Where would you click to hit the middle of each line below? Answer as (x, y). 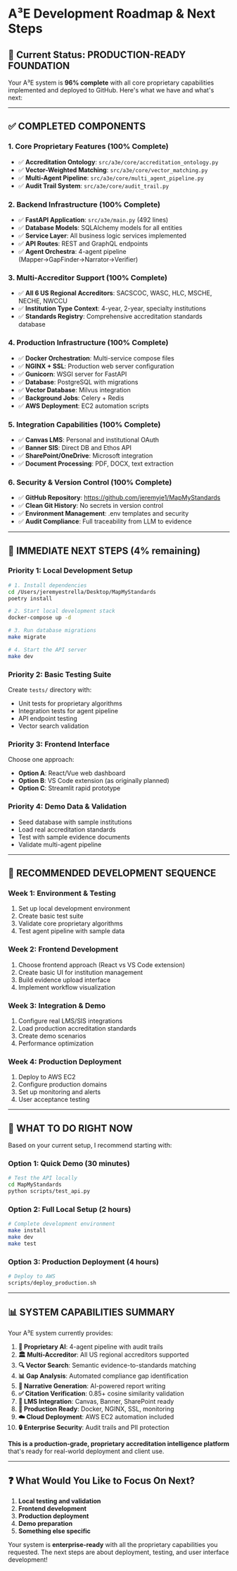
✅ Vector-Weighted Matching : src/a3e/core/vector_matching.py (113, 170)
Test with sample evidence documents (74, 837)
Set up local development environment (74, 909)
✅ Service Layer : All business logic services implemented (102, 236)
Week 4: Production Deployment (65, 1062)
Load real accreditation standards (67, 829)
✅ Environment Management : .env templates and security (103, 514)
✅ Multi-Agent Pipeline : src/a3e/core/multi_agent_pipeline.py (111, 178)
